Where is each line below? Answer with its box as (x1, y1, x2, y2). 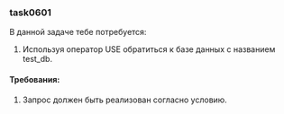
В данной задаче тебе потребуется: (9, 27, 147, 38)
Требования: (9, 74, 60, 84)
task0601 (9, 6, 51, 19)
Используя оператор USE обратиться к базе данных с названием (22, 44, 276, 55)
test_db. (22, 54, 52, 65)
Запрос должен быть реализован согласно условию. (22, 94, 227, 105)
